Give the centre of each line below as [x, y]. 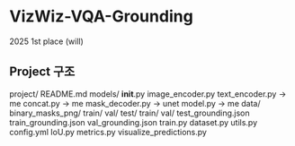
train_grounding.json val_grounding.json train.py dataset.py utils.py [134, 122]
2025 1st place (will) [46, 41]
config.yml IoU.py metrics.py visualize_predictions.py [108, 132]
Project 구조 [42, 72]
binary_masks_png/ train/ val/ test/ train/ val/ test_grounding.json [130, 113]
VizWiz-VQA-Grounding [101, 17]
